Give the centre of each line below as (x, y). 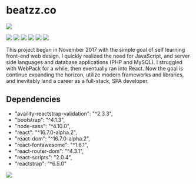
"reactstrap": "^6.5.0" (41, 163)
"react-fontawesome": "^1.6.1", (51, 145)
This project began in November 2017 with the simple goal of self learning (96, 49)
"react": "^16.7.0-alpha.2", (46, 132)
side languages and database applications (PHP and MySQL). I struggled (94, 62)
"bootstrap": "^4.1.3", (40, 120)
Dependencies (33, 100)
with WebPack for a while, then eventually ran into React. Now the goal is (95, 68)
